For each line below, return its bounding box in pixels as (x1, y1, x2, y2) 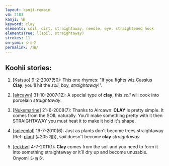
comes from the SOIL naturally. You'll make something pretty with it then (12, 113, 162, 119)
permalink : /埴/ (5, 45, 39, 50)
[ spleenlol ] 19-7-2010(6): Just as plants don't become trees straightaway (12, 128, 164, 134)
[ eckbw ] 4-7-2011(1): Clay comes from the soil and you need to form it (12, 144, 158, 150)
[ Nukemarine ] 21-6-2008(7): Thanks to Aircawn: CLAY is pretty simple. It (12, 107, 164, 114)
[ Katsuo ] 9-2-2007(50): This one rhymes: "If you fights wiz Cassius (12, 77, 152, 83)
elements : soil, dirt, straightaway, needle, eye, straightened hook (5, 26, 154, 31)
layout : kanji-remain (5, 7, 51, 13)
